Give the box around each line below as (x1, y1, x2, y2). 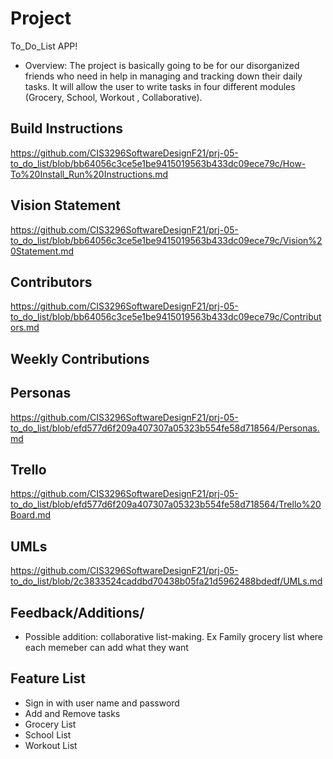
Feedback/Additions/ (10, 604, 145, 621)
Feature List (10, 670, 86, 687)
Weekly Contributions (10, 350, 150, 367)
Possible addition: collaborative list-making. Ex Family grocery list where (24, 631, 323, 643)
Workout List (24, 739, 78, 751)
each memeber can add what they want (24, 642, 189, 654)
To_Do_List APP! (10, 40, 78, 52)
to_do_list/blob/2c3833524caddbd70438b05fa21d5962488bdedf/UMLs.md (10, 575, 323, 587)
